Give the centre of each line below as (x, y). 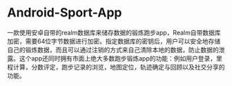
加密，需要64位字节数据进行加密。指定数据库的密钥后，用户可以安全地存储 (114, 41)
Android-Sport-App (65, 13)
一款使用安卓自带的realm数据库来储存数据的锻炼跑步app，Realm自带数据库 (114, 32)
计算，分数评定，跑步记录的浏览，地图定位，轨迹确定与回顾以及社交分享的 (119, 67)
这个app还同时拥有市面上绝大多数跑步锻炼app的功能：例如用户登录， (118, 58)
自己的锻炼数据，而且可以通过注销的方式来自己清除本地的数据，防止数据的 (113, 50)
